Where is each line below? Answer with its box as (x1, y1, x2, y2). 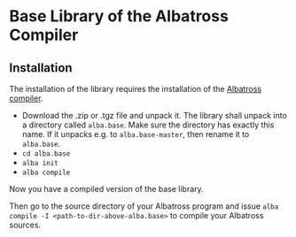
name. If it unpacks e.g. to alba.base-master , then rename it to (21, 129, 250, 139)
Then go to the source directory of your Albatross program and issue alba (9, 201, 279, 211)
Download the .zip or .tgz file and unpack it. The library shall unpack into (21, 111, 288, 120)
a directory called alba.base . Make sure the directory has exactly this (21, 119, 275, 130)
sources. (9, 219, 42, 230)
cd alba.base (21, 149, 71, 158)
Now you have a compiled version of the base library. (9, 184, 204, 194)
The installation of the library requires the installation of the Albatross (9, 84, 262, 94)
